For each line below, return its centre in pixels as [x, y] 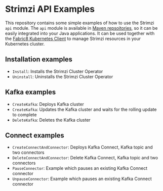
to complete [24, 114]
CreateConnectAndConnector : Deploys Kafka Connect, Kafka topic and [82, 147]
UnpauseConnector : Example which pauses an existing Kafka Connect [82, 179]
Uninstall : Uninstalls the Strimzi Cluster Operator [62, 76]
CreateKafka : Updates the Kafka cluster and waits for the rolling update [84, 109]
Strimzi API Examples [50, 9]
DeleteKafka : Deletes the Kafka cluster [51, 120]
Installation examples [39, 60]
